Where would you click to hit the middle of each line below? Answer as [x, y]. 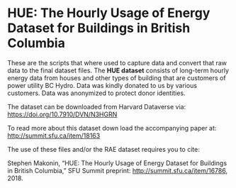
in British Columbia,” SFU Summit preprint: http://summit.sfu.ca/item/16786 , [118, 170]
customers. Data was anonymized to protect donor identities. [96, 93]
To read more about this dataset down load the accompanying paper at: [112, 128]
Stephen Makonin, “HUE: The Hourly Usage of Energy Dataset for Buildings [117, 163]
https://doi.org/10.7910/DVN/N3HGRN [62, 114]
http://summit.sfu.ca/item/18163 [54, 136]
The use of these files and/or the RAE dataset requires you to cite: [103, 149]
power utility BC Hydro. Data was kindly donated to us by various [102, 85]
